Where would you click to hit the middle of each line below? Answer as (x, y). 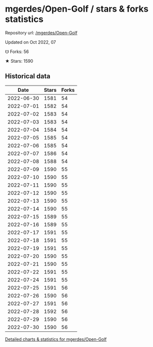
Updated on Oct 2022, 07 (31, 42)
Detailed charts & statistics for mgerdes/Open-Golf (56, 339)
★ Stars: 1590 (19, 61)
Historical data (28, 76)
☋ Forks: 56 (17, 52)
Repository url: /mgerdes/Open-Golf (41, 33)
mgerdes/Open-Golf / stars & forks (77, 9)
